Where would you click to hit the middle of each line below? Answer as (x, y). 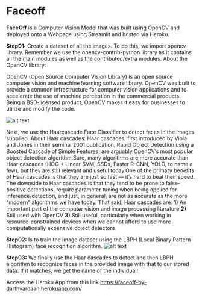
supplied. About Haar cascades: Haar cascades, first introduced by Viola (97, 138)
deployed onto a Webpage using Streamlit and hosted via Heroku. (88, 34)
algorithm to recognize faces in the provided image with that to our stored (98, 264)
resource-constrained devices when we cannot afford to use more (89, 222)
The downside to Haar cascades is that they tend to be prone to (85, 183)
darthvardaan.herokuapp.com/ (44, 288)
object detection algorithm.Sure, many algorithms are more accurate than (97, 157)
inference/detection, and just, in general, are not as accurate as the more (97, 196)
